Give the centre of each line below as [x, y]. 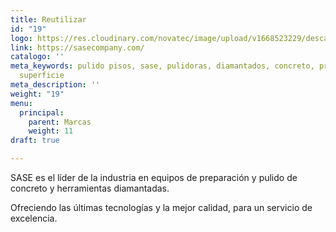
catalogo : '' [37, 57]
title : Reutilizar [48, 19]
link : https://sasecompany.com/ [77, 47]
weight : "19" [37, 94]
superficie [42, 76]
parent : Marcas [60, 122]
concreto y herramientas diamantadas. [90, 188]
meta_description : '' [55, 85]
